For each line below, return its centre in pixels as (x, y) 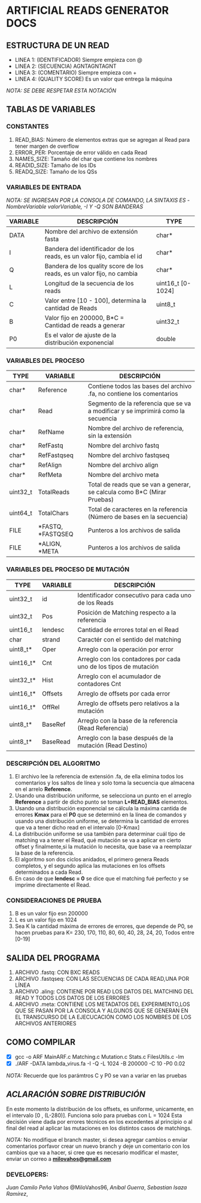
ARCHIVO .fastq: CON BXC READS (57, 972)
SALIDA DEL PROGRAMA (53, 958)
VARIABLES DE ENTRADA (44, 187)
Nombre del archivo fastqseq (128, 455)
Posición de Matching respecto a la (127, 612)
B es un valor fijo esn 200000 (51, 914)
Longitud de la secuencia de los (89, 283)
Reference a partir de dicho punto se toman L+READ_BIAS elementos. (102, 802)
